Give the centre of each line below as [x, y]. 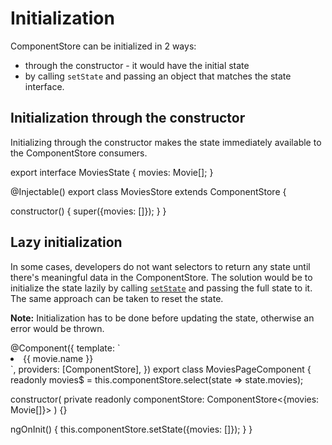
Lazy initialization [66, 242]
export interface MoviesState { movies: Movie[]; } [112, 172]
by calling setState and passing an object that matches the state [158, 76]
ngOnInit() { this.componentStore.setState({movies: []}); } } [131, 429]
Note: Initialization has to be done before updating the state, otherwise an [162, 318]
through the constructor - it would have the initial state [137, 65]
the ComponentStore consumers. [79, 153]
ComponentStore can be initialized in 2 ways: [103, 46]
